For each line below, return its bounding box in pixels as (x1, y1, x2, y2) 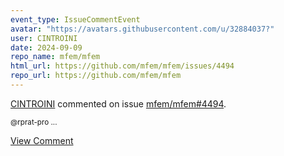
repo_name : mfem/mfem (10, 52, 101, 62)
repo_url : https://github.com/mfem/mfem (10, 71, 182, 81)
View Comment (10, 134, 74, 146)
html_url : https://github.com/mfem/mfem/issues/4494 (10, 61, 235, 71)
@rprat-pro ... (10, 117, 58, 127)
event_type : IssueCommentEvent (10, 14, 141, 25)
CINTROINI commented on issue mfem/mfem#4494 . (10, 97, 227, 110)
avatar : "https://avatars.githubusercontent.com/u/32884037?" (10, 24, 275, 34)
